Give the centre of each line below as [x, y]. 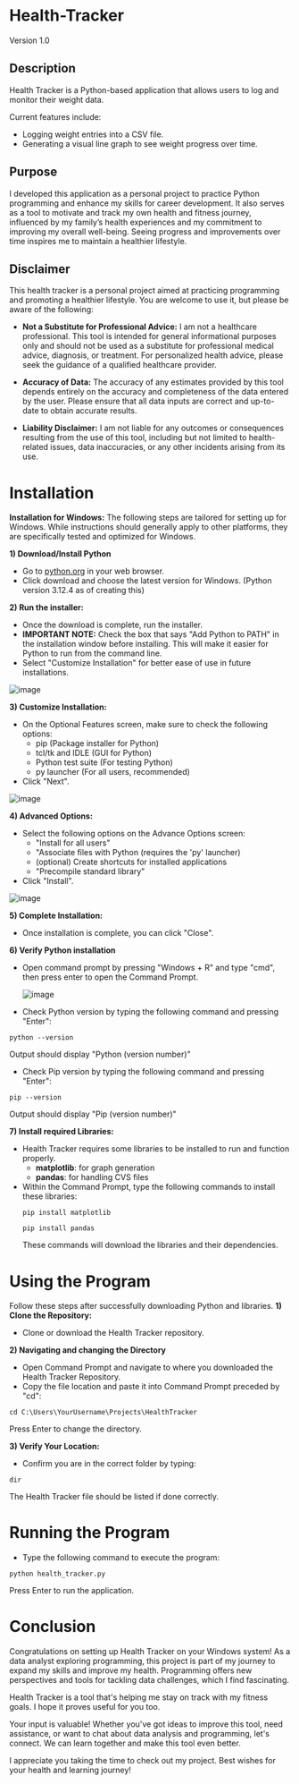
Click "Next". [46, 782]
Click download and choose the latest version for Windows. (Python [147, 581]
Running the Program [90, 1533]
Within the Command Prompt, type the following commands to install [149, 1187]
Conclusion [53, 1627]
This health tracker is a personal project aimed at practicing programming [145, 291]
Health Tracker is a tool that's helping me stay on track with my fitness [139, 1697]
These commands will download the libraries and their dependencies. [150, 1245]
